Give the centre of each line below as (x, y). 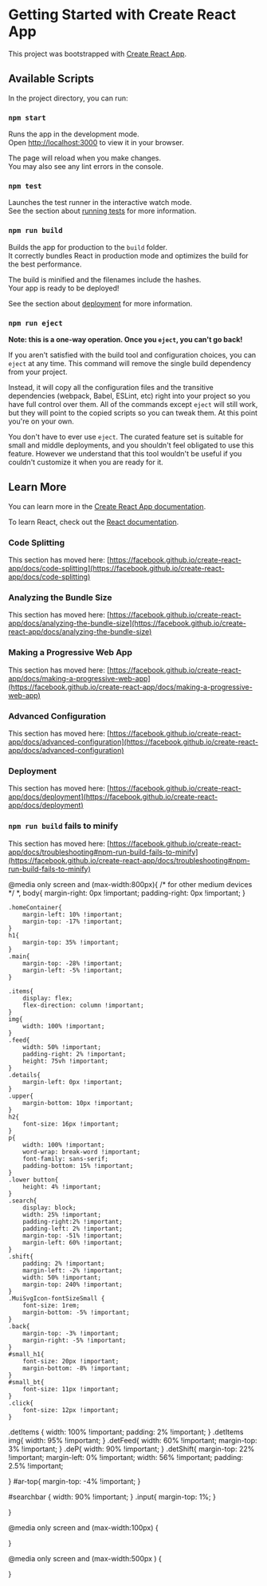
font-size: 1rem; (51, 1305)
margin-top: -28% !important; (73, 963)
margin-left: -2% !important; (73, 1270)
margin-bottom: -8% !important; (76, 1368)
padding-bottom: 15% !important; (78, 1166)
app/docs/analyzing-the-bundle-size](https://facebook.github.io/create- (128, 623)
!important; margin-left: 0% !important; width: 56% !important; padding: (126, 1457)
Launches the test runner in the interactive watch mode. (100, 203)
